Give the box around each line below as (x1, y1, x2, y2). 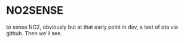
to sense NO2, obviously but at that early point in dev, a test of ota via (6, 23, 178, 30)
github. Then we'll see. (6, 29, 63, 36)
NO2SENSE (6, 4, 64, 17)
